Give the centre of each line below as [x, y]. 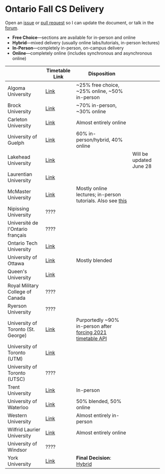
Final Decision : [94, 458]
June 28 [142, 166]
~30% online [91, 111]
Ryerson [17, 306]
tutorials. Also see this [101, 200]
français [17, 235]
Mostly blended [94, 260]
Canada [16, 298]
